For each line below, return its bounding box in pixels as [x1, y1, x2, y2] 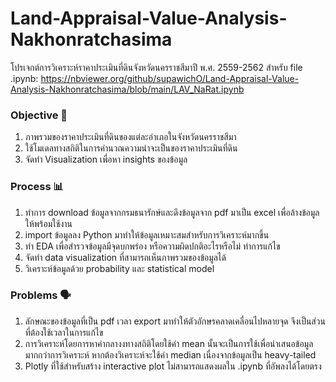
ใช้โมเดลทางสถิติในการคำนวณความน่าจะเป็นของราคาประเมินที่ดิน [24, 142, 238, 154]
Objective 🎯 [10, 108, 68, 122]
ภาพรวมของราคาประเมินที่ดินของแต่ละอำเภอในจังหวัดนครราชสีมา [24, 131, 237, 143]
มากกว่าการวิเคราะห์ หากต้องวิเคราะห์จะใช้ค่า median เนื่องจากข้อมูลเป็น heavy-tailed [24, 348, 317, 361]
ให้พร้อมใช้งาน [24, 217, 73, 229]
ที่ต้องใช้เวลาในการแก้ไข [24, 326, 104, 338]
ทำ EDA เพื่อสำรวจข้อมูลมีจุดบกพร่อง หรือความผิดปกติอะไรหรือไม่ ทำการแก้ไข [24, 240, 281, 252]
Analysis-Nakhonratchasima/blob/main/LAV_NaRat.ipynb [10, 83, 245, 95]
